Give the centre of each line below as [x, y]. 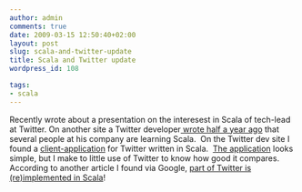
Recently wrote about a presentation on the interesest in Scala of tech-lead [150, 119]
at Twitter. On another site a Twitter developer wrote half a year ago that [145, 129]
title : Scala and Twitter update [73, 60]
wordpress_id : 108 [44, 69]
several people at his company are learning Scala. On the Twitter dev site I [150, 138]
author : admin [36, 18]
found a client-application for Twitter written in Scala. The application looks [151, 148]
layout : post [34, 43]
